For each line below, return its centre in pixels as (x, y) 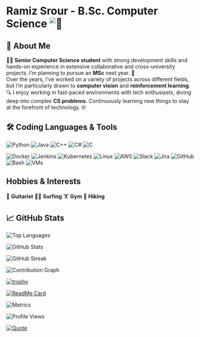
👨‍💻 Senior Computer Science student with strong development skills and (97, 60)
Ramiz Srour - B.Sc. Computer (82, 11)
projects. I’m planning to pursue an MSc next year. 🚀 (71, 73)
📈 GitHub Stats (35, 218)
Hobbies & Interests (44, 182)
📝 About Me (28, 46)
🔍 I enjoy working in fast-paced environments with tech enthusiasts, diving (99, 92)
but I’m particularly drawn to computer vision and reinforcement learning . (98, 86)
